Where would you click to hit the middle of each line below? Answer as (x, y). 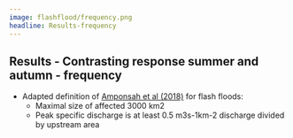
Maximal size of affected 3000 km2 (100, 106)
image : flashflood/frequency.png (71, 17)
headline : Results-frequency (63, 26)
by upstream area (67, 125)
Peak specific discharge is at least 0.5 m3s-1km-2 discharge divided (160, 115)
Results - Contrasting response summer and (134, 61)
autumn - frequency (66, 75)
